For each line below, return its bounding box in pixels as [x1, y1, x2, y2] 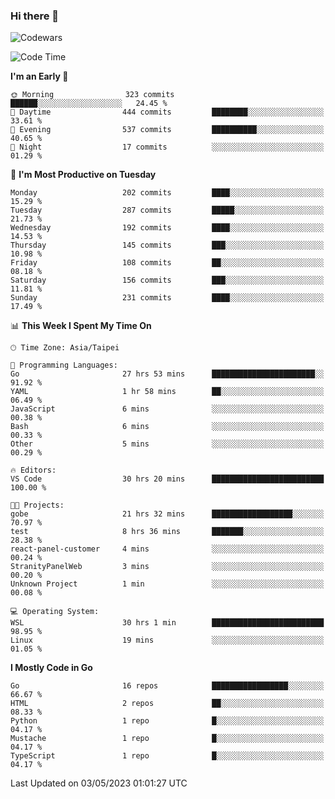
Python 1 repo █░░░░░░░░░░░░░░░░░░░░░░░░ [10, 716, 325, 726]
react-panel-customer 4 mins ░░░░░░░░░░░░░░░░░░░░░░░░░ [10, 544, 325, 554]
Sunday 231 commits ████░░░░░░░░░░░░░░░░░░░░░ [10, 293, 325, 303]
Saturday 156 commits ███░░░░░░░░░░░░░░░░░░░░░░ [10, 275, 325, 286]
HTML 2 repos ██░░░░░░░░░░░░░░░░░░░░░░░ [10, 699, 325, 709]
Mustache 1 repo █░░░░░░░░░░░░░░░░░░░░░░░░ [10, 734, 325, 744]
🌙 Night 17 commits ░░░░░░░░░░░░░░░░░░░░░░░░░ [10, 142, 325, 153]
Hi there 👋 [10, 9, 60, 23]
